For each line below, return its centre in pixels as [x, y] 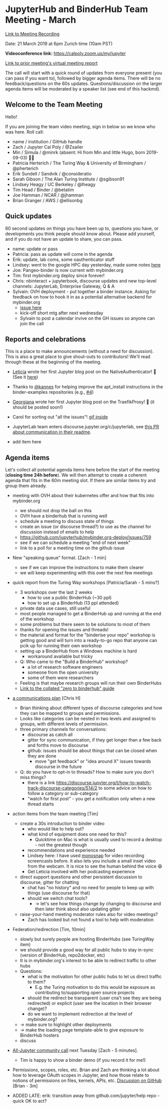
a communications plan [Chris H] [46, 698]
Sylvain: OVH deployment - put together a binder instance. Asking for [84, 291]
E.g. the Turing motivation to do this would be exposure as [95, 987]
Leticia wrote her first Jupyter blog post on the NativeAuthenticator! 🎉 [84, 372]
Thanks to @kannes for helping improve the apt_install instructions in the [88, 387]
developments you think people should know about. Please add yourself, [80, 234]
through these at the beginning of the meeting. [53, 362]
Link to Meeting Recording [32, 34]
